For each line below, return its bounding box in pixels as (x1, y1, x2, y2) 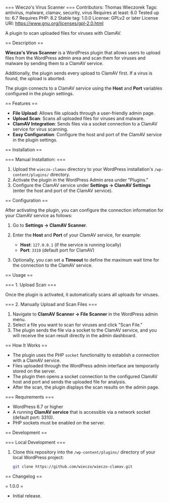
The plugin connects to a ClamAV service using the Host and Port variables (5, 85, 162, 91)
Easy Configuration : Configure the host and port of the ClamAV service (12, 132, 162, 138)
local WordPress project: (12, 455, 64, 460)
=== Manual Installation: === (5, 156, 66, 162)
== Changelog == (5, 473, 42, 479)
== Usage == (5, 272, 33, 278)
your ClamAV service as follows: (5, 213, 73, 218)
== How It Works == (5, 342, 48, 348)
